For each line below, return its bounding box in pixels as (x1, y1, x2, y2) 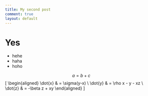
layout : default (5, 16, 38, 21)
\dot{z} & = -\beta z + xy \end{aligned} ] (5, 85, 85, 91)
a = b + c (72, 73, 91, 79)
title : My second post (5, 7, 51, 12)
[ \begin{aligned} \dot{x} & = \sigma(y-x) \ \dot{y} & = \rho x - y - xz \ (5, 80, 144, 86)
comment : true (5, 12, 34, 16)
